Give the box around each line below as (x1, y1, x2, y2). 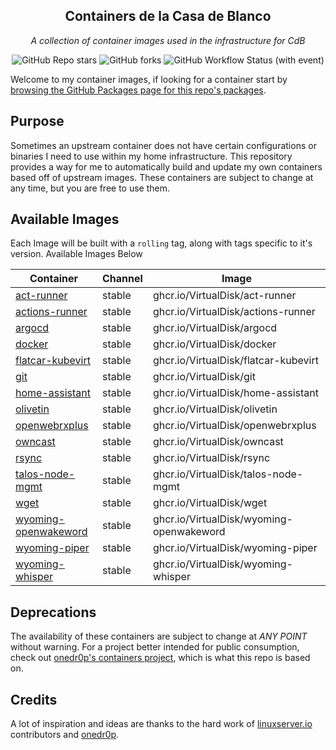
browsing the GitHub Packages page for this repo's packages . (10, 84, 267, 96)
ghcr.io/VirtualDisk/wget (152, 496, 268, 510)
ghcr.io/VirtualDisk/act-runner (152, 289, 297, 303)
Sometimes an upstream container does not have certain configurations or (10, 139, 317, 151)
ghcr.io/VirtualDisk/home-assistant (152, 386, 319, 400)
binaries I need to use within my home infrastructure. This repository (10, 150, 293, 162)
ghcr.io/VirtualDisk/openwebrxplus (152, 419, 317, 433)
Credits (10, 691, 58, 708)
